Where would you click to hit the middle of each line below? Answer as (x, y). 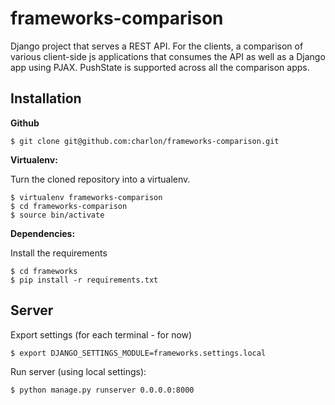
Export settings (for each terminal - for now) (101, 334)
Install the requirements (59, 253)
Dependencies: (43, 233)
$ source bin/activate (57, 215)
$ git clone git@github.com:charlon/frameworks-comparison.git (145, 141)
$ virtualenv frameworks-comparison (86, 197)
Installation (46, 98)
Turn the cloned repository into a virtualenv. (100, 179)
